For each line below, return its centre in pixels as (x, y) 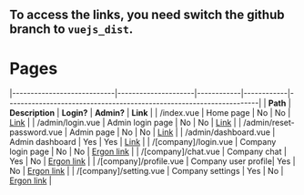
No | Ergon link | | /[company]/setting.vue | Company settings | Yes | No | (147, 171)
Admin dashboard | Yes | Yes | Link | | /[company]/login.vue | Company (143, 142)
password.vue (36, 132)
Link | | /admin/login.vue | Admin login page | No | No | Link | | (126, 123)
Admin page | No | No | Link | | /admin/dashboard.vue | (172, 132)
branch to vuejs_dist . (71, 30)
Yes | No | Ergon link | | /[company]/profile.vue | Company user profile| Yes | (152, 161)
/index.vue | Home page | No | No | (225, 113)
